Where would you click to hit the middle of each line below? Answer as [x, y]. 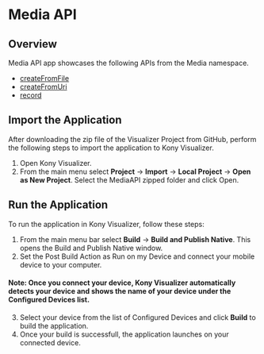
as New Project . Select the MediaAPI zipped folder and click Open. [129, 179]
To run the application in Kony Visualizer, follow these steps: [106, 224]
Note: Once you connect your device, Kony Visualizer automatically [122, 283]
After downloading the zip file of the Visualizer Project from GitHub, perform [132, 139]
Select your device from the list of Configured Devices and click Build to [138, 317]
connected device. [50, 342]
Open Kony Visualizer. [56, 163]
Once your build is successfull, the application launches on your [124, 334]
